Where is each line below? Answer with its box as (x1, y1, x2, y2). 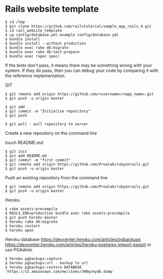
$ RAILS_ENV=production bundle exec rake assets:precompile (5, 211, 130, 215)
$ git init (5, 149, 27, 154)
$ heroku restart (5, 223, 41, 228)
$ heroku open (5, 228, 34, 233)
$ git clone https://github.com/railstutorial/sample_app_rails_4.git (5, 23, 152, 29)
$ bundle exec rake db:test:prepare (5, 49, 80, 54)
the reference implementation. (5, 72, 66, 79)
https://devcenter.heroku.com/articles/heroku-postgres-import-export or (5, 241, 152, 247)
